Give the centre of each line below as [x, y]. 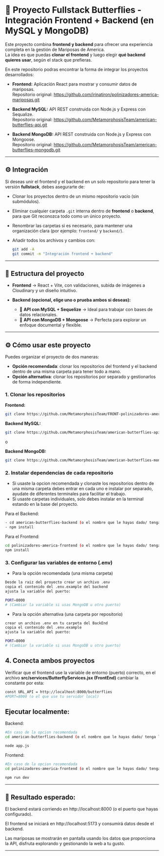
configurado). [19, 814]
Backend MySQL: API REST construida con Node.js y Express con [79, 109]
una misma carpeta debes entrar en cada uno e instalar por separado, [82, 489]
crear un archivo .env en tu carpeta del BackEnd [57, 623]
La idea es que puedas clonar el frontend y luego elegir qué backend [75, 55]
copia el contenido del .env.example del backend [57, 587]
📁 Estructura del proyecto [45, 273]
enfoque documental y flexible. [51, 325]
